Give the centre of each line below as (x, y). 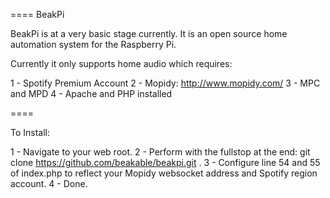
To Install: (30, 132)
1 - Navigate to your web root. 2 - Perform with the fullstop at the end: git (160, 152)
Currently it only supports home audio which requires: (121, 63)
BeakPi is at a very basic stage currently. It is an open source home (149, 33)
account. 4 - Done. (49, 183)
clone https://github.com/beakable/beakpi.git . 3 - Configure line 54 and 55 (165, 162)
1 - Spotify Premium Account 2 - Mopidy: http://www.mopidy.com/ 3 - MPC (165, 83)
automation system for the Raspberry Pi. (93, 44)
